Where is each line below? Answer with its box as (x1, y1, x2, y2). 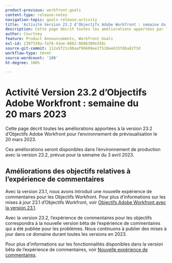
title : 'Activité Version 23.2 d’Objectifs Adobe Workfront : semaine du (5, 22, 166, 27)
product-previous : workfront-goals (5, 7, 81, 13)
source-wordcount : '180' (5, 55, 58, 61)
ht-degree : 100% (5, 60, 40, 65)
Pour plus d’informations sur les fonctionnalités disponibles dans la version (5, 241, 163, 247)
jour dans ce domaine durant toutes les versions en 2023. (5, 231, 127, 237)
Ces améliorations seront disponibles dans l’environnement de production (5, 146, 161, 153)
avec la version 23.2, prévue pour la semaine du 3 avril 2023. (5, 152, 135, 158)
